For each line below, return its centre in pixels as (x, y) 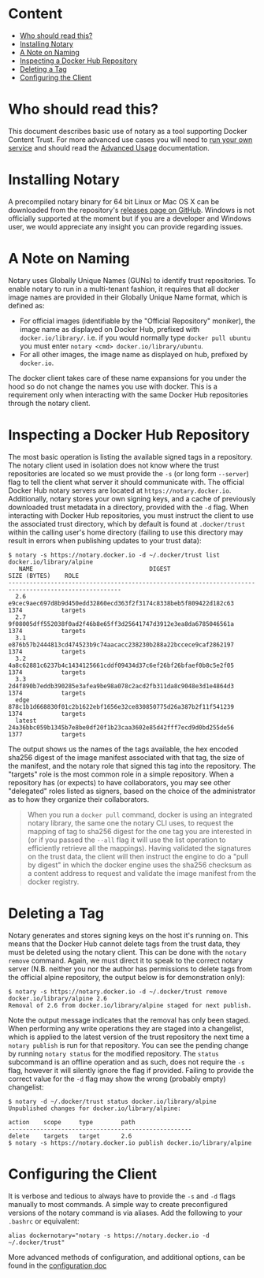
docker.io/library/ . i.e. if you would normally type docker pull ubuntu (135, 337)
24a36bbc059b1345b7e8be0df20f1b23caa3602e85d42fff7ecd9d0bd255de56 (121, 727)
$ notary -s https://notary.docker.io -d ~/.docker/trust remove (117, 991)
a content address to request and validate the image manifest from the (142, 873)
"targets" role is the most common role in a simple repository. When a (121, 774)
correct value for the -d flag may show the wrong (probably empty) (117, 1079)
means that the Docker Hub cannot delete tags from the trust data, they (124, 944)
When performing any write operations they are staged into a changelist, (126, 1028)
